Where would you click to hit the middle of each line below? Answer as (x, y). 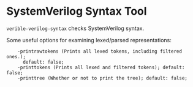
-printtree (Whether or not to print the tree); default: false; (103, 78)
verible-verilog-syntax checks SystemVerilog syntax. (75, 28)
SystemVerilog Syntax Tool (77, 11)
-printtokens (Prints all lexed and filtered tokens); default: (101, 67)
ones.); (16, 56)
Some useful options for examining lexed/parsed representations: (89, 40)
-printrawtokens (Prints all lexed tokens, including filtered (100, 51)
